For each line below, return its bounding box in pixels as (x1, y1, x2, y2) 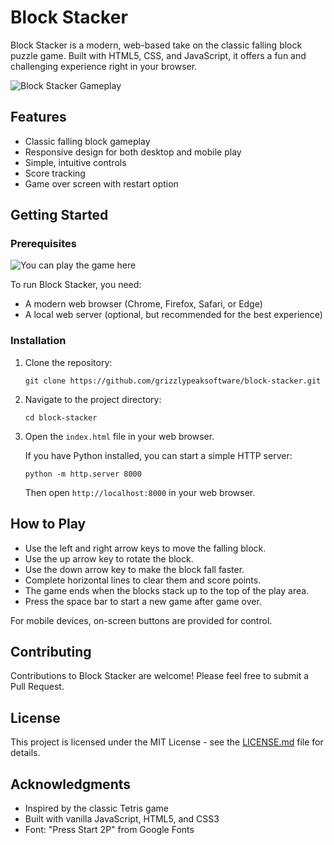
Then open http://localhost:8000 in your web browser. (24, 486, 256, 498)
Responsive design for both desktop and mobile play (24, 146, 242, 158)
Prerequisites (10, 237, 77, 251)
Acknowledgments (10, 776, 132, 793)
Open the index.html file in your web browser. (24, 430, 215, 442)
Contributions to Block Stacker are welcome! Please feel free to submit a (10, 670, 310, 682)
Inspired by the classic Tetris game (24, 802, 169, 814)
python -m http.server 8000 (24, 469, 142, 479)
